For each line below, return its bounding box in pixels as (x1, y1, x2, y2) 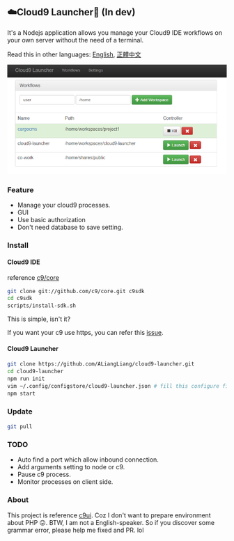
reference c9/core (7, 273, 60, 281)
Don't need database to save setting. (17, 223, 123, 232)
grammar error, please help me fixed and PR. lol (7, 526, 144, 534)
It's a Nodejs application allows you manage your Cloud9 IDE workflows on (7, 28, 223, 37)
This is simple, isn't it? (7, 315, 71, 323)
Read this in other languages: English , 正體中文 (7, 50, 141, 58)
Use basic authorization (17, 216, 86, 224)
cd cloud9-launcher (7, 368, 64, 375)
